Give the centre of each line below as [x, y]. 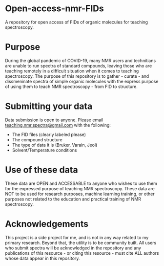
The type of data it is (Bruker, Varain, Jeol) [55, 145]
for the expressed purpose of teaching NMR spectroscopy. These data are [80, 188]
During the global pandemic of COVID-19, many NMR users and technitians [81, 60]
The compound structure [37, 139]
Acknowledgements [47, 224]
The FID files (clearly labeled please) [49, 134]
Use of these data [41, 170]
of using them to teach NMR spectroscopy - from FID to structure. [71, 87]
